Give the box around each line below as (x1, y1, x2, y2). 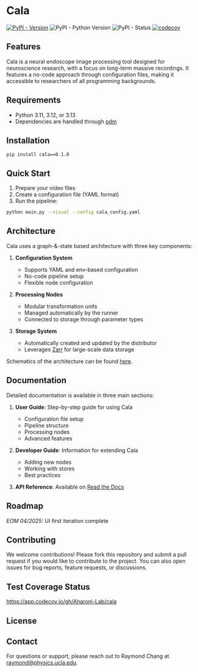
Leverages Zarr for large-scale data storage (24, 346, 135, 353)
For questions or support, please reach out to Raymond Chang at (6, 652, 169, 660)
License (6, 615, 37, 626)
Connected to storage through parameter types (24, 315, 144, 323)
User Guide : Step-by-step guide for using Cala (15, 403, 133, 411)
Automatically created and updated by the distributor (24, 339, 157, 346)
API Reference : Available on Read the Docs (15, 483, 124, 491)
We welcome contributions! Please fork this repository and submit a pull (6, 551, 187, 558)
